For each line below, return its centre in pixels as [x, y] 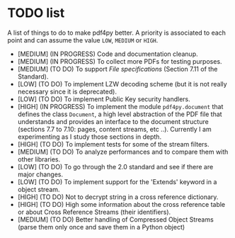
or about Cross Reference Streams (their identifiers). [94, 212]
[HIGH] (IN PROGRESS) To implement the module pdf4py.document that [120, 106]
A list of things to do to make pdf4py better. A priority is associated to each [117, 33]
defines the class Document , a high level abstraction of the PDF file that [120, 114]
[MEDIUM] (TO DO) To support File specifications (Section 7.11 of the [117, 69]
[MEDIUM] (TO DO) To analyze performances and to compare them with [123, 152]
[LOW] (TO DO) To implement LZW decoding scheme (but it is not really [122, 84]
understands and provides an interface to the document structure [113, 121]
